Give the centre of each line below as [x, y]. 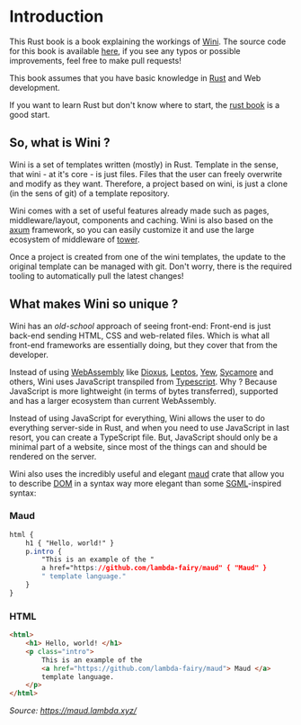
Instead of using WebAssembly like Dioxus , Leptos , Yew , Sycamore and [142, 371]
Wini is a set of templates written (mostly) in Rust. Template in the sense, [144, 165]
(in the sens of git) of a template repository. [90, 193]
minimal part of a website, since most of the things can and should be [138, 446]
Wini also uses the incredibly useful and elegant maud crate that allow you [147, 473]
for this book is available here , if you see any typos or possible [125, 50]
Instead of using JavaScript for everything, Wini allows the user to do [137, 418]
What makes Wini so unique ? [94, 304]
